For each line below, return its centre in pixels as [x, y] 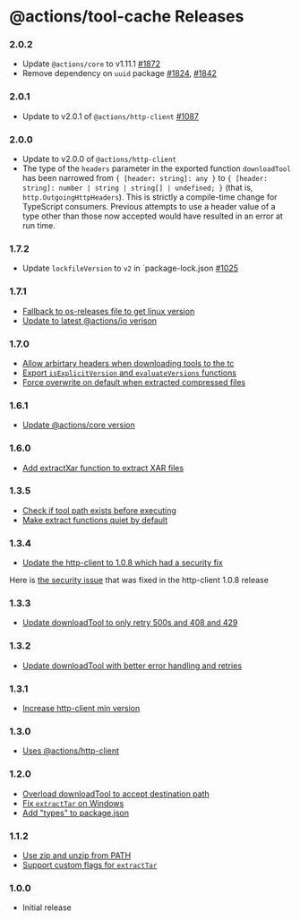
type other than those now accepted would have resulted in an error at [153, 216]
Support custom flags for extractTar [90, 864]
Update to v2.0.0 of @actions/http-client [99, 159]
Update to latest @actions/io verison [90, 321]
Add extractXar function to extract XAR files [103, 468]
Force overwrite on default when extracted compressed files [134, 382]
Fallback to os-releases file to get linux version [108, 311]
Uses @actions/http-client [70, 751]
